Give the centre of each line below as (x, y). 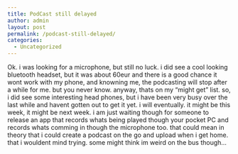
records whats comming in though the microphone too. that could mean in (116, 127)
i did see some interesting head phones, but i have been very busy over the (118, 97)
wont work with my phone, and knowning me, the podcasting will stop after (117, 82)
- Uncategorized (38, 47)
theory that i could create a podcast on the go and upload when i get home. (118, 135)
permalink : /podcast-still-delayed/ (61, 34)
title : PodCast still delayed (52, 14)
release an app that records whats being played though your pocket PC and (118, 120)
